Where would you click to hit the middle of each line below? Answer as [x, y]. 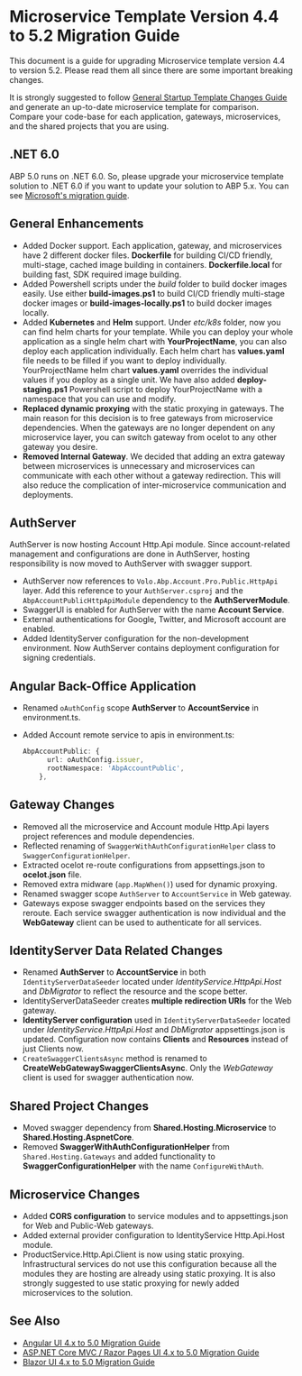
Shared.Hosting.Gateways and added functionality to [119, 1157]
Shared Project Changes [79, 1106]
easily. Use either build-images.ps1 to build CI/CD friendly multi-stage [154, 293]
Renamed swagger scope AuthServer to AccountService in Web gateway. [157, 894]
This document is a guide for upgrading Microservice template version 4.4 [147, 60]
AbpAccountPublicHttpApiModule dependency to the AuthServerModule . [156, 601]
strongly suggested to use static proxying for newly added [131, 1283]
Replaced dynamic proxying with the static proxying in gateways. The [153, 408]
